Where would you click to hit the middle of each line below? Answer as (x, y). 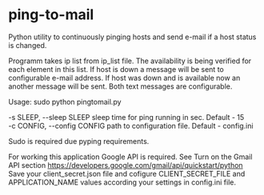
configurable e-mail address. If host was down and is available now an (124, 78)
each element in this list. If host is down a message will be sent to (116, 69)
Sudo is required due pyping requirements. (79, 141)
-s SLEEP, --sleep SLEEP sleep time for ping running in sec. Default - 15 (126, 117)
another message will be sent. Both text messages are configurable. (120, 86)
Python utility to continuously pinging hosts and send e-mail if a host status (132, 37)
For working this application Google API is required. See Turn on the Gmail (130, 157)
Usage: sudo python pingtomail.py (65, 101)
